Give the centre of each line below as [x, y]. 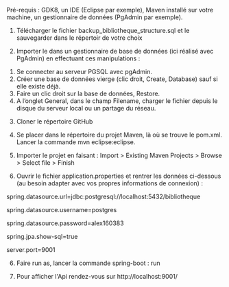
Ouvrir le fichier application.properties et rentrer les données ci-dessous [119, 176]
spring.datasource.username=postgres [62, 210]
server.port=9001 [31, 250]
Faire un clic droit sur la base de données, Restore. [88, 93]
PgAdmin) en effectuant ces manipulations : [78, 58]
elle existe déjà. [38, 86]
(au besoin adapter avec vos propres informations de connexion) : [110, 183]
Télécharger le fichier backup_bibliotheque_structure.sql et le [103, 31]
